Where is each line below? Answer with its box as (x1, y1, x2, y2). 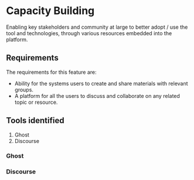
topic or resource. (14, 99, 58, 106)
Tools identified (6, 116, 64, 125)
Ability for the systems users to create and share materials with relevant (14, 80, 189, 87)
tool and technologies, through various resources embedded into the (6, 29, 172, 36)
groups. (14, 86, 34, 93)
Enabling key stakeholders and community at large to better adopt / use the (6, 23, 188, 30)
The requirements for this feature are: (6, 69, 97, 76)
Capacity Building (6, 4, 95, 18)
